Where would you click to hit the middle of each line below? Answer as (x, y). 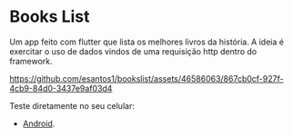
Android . (39, 123)
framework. (31, 61)
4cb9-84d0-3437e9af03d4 (61, 88)
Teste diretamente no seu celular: (72, 105)
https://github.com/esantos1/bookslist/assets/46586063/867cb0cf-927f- (146, 78)
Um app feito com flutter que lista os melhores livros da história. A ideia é (147, 42)
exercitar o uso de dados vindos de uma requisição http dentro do (133, 51)
